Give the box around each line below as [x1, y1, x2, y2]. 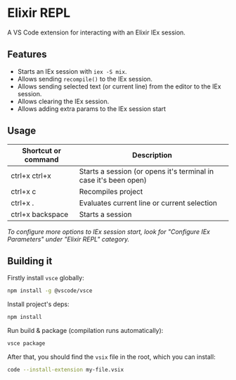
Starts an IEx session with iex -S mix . [17, 67, 127, 75]
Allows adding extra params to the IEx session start [17, 104, 166, 113]
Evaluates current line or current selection [79, 198, 218, 208]
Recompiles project [79, 186, 143, 196]
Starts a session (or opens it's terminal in [79, 166, 214, 176]
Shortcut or [22, 145, 62, 155]
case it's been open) [79, 175, 147, 185]
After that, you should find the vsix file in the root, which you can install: [7, 353, 216, 361]
